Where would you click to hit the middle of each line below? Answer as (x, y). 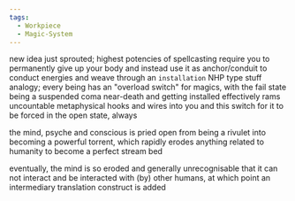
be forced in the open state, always (73, 115)
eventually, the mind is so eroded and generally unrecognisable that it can (144, 168)
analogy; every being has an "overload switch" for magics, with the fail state (148, 87)
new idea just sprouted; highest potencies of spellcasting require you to (140, 59)
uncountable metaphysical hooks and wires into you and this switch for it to (147, 106)
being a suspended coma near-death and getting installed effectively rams (145, 97)
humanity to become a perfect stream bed (86, 151)
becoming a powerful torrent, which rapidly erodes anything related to (137, 142)
